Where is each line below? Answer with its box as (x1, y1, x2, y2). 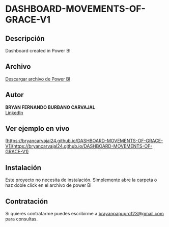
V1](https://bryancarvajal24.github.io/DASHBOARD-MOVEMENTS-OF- (5, 143, 153, 149)
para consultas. (5, 216, 38, 222)
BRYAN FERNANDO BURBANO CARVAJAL (5, 104, 96, 110)
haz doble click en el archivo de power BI (5, 182, 92, 188)
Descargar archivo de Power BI (5, 76, 71, 82)
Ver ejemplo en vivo (5, 124, 70, 133)
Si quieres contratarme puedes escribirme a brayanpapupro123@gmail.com (5, 211, 164, 217)
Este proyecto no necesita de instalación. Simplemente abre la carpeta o (5, 177, 157, 183)
